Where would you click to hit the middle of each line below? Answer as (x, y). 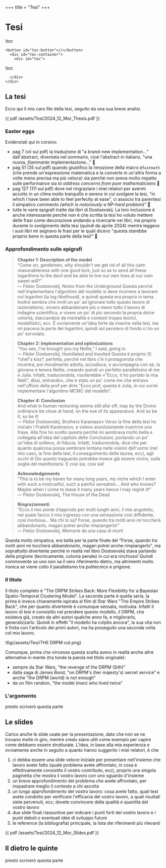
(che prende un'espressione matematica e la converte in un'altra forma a (86, 173)
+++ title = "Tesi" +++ (28, 7)
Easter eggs (20, 131)
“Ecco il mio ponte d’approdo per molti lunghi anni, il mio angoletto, (86, 510)
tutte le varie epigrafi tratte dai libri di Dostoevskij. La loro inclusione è (83, 210)
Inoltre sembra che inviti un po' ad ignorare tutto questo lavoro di (83, 302)
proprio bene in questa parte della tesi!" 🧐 (55, 236)
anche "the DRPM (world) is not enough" (54, 678)
